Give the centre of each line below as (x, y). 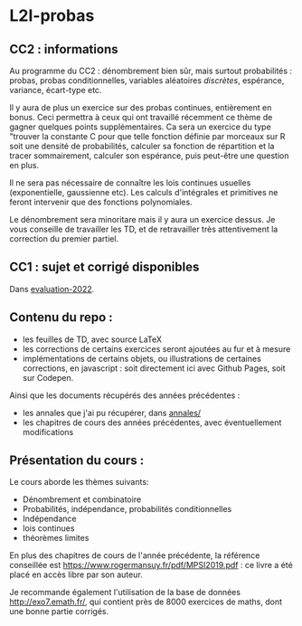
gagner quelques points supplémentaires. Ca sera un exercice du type (140, 127)
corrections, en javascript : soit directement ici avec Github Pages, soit (154, 368)
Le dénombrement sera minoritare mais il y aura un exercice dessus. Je (142, 219)
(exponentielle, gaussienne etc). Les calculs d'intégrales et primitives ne (144, 192)
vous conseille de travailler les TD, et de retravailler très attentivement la (144, 229)
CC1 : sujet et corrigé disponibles (104, 267)
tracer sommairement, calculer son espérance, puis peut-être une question (149, 156)
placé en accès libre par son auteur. (76, 574)
